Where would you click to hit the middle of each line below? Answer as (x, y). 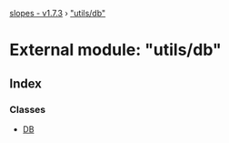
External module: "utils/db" (115, 50)
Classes (28, 109)
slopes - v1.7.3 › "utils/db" (58, 13)
